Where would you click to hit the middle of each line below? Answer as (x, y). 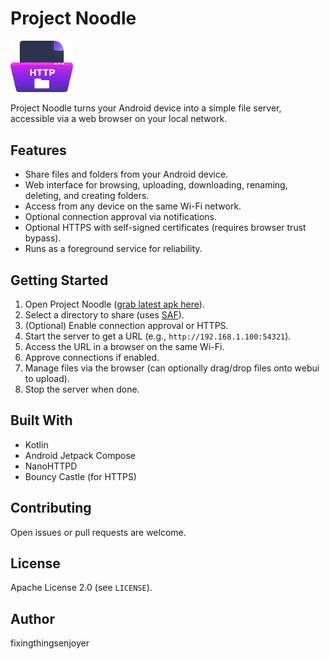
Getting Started (59, 280)
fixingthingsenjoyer (50, 643)
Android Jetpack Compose (80, 455)
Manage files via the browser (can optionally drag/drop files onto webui (172, 368)
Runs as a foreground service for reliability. (113, 249)
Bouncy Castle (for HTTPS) (80, 476)
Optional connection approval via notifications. (121, 217)
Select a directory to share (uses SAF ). (104, 315)
